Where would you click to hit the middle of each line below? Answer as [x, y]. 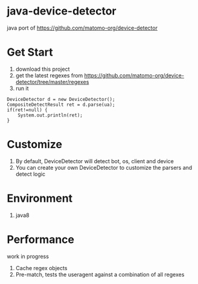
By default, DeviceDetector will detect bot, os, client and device [95, 161]
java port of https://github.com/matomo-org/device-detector [82, 28]
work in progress [28, 256]
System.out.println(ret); [50, 115]
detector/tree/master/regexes [52, 82]
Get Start [30, 52]
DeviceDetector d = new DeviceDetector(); [61, 99]
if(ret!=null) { [27, 110]
